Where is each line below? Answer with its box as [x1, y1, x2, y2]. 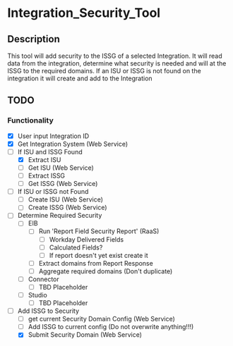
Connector [28, 275, 60, 283]
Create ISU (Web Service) [28, 195, 104, 204]
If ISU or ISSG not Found [17, 187, 89, 196]
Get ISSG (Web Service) [28, 180, 98, 188]
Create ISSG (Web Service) [28, 203, 107, 212]
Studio [28, 290, 47, 299]
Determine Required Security [17, 211, 102, 220]
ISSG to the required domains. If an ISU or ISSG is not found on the [7, 67, 201, 75]
